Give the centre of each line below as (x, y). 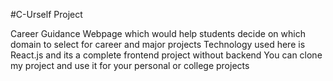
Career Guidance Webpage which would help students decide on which (158, 33)
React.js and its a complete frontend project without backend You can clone (166, 55)
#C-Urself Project (46, 14)
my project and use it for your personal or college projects (130, 65)
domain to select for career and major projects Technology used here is (158, 44)
